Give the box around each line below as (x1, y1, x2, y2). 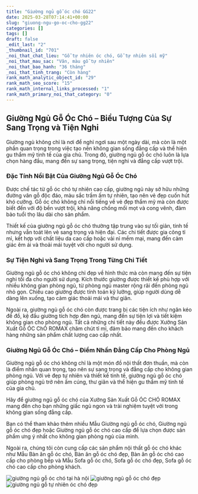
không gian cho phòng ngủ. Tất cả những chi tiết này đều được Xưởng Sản (6, 318, 187, 326)
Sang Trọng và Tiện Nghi (6, 123, 99, 133)
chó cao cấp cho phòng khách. (6, 463, 82, 470)
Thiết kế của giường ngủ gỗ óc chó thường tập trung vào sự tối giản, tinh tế (6, 222, 189, 229)
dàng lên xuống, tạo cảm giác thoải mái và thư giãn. (6, 295, 132, 302)
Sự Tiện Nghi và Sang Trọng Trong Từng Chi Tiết (6, 256, 148, 264)
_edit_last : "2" (6, 42, 46, 48)
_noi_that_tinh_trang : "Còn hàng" (6, 69, 92, 75)
